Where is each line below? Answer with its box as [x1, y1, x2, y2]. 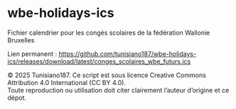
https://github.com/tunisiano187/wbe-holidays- [58, 50, 197, 58]
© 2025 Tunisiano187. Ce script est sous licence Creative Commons [7, 71, 206, 79]
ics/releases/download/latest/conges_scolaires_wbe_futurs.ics [7, 57, 191, 65]
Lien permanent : [7, 50, 58, 58]
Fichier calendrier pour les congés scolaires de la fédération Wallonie [7, 28, 210, 37]
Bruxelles [7, 35, 35, 44]
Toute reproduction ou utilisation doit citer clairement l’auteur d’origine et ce [7, 86, 230, 94]
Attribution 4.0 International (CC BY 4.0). [7, 78, 127, 86]
